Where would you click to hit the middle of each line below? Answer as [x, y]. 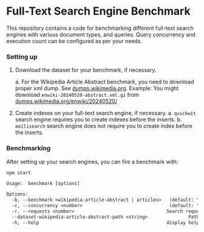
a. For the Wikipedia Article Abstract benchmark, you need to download [104, 82]
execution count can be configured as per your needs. [74, 41]
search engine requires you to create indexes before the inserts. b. [98, 119]
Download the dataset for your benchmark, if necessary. [86, 70]
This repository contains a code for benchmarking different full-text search [100, 28]
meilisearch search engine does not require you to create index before [104, 126]
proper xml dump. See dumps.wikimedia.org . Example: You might [97, 88]
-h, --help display [99, 223]
